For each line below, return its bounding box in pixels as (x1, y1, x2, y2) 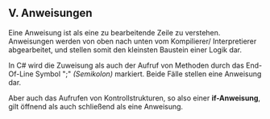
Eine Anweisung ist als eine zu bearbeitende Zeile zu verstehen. (8, 27, 221, 37)
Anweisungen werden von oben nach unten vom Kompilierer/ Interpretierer (8, 36, 257, 46)
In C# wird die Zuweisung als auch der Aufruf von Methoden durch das (8, 60, 244, 70)
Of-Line (8, 68, 34, 79)
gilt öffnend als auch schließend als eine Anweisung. (8, 101, 184, 111)
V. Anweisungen (8, 6, 93, 20)
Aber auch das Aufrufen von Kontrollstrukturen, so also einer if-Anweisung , (8, 92, 260, 103)
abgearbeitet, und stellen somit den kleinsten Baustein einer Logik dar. (8, 44, 243, 55)
